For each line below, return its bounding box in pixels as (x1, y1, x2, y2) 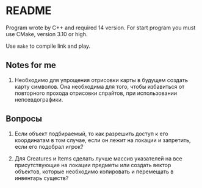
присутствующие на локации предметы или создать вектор (14, 161, 171, 168)
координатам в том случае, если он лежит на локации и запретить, (14, 136, 191, 144)
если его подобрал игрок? (14, 143, 84, 150)
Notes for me (5, 60, 56, 70)
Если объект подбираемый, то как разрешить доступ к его (14, 130, 168, 137)
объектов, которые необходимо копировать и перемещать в (14, 168, 174, 175)
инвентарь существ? (14, 174, 69, 181)
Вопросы (5, 114, 43, 124)
